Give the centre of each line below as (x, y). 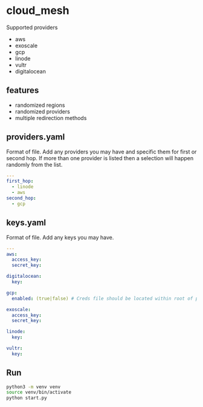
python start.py (27, 398)
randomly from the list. (34, 164)
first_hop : (20, 181)
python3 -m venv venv (34, 387)
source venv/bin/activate (39, 392)
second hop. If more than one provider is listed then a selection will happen (100, 158)
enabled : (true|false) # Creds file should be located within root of (102, 298)
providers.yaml (36, 137)
